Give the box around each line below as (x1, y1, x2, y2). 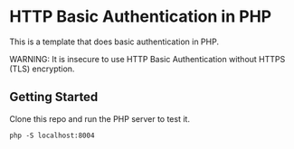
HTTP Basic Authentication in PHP (9, 6, 272, 27)
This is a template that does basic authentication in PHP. (9, 36, 220, 47)
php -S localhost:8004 (9, 131, 95, 140)
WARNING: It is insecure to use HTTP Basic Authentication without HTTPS (9, 53, 286, 64)
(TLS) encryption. (9, 63, 75, 74)
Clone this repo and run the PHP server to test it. (9, 113, 190, 124)
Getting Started (9, 89, 99, 105)
